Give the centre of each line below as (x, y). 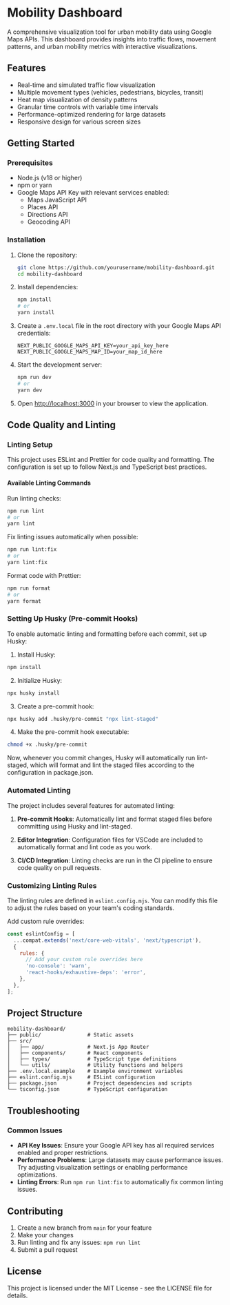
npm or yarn (34, 185)
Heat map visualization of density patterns (77, 99)
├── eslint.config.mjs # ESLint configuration (81, 1077)
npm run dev (34, 378)
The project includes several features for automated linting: (91, 805)
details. (18, 1295)
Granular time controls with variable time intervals (87, 107)
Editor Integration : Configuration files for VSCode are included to (110, 840)
